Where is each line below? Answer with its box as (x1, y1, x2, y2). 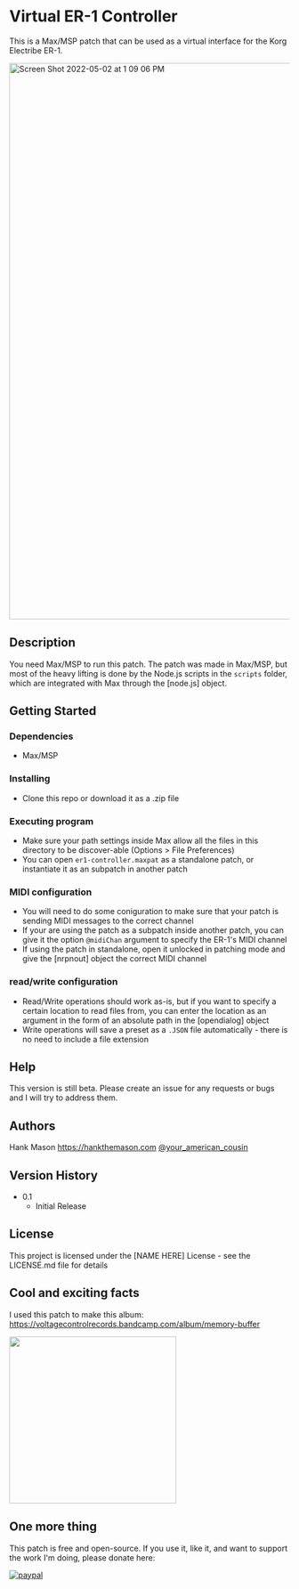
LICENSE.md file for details (9, 1260, 109, 1270)
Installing (9, 773, 51, 785)
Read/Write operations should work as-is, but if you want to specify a (21, 995, 277, 1007)
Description (9, 635, 76, 651)
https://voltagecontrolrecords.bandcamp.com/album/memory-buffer (9, 1318, 261, 1329)
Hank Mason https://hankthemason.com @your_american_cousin (9, 1142, 249, 1153)
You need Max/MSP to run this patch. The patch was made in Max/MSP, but (9, 659, 287, 669)
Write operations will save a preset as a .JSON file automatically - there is (21, 1024, 288, 1034)
